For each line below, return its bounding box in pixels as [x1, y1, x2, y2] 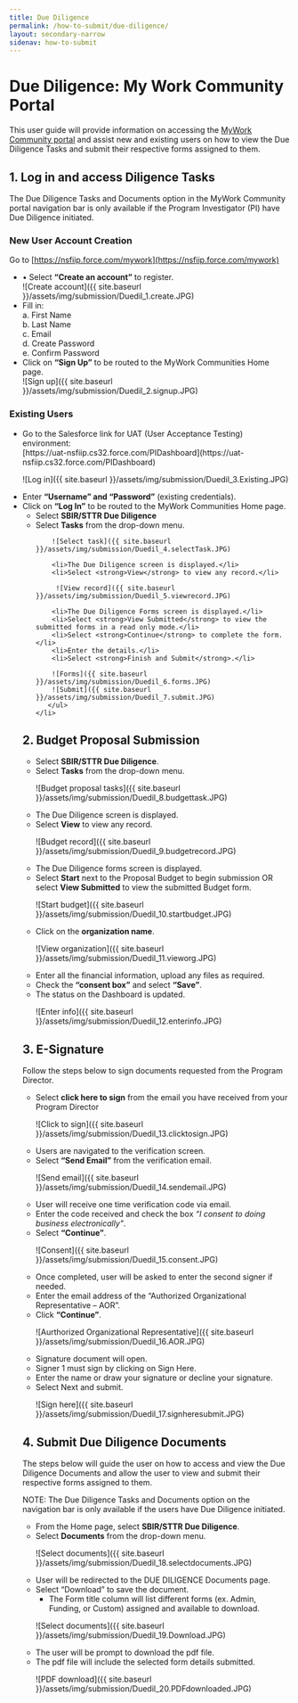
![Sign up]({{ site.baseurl [21, 376, 113, 387]
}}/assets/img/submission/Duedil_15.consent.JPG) [35, 1255, 219, 1265]
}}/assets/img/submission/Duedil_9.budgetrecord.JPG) [35, 846, 237, 857]
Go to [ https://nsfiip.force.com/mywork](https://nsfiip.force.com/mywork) [9, 255, 280, 266]
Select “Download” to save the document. [35, 1584, 189, 1595]
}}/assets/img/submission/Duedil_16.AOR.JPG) [35, 1337, 205, 1347]
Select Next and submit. [35, 1382, 124, 1393]
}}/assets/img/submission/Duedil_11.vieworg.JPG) [35, 953, 217, 964]
